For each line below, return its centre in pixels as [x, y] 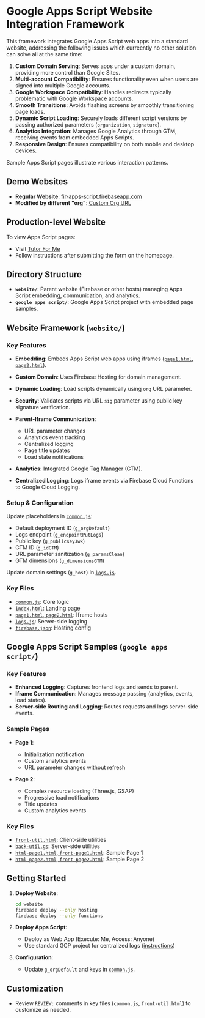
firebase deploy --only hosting [56, 910]
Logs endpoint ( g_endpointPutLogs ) [59, 535]
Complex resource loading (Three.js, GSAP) [79, 791]
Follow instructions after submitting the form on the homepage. [94, 255]
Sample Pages [28, 729]
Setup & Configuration [40, 503]
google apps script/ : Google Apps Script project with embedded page [104, 302]
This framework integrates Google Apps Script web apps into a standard [97, 41]
